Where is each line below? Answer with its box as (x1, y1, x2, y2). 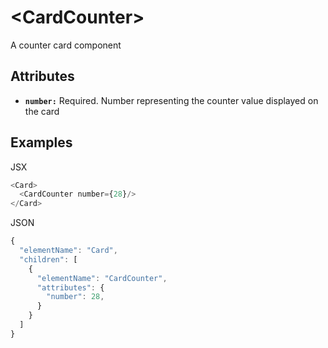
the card (24, 105, 60, 117)
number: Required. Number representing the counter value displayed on (24, 94, 319, 106)
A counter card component (10, 39, 122, 51)
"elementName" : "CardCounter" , (36, 273, 168, 283)
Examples (10, 134, 73, 151)
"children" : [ (19, 254, 78, 265)
